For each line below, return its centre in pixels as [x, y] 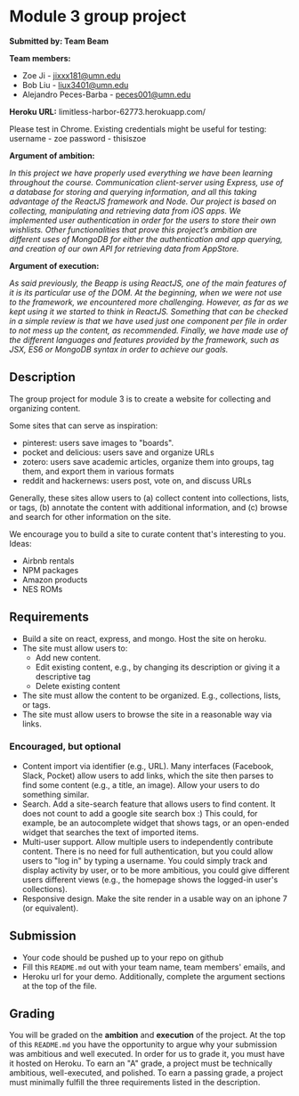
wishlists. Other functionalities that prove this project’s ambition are [133, 230]
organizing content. [45, 408]
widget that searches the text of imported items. [110, 832]
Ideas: [20, 543]
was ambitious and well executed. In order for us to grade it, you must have [147, 1054]
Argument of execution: [54, 265]
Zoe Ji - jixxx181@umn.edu [71, 75]
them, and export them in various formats [98, 471]
